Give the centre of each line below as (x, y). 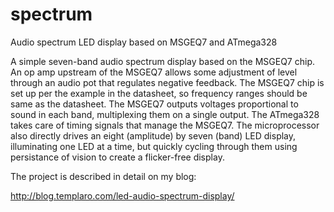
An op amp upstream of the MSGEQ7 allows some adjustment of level (154, 72)
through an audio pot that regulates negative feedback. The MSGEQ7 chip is (167, 82)
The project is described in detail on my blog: (103, 176)
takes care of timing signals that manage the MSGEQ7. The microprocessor (165, 125)
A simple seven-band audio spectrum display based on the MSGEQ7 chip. (162, 61)
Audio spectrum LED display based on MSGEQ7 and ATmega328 (144, 42)
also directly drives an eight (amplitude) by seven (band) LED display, (153, 135)
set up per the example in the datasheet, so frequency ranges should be (159, 93)
